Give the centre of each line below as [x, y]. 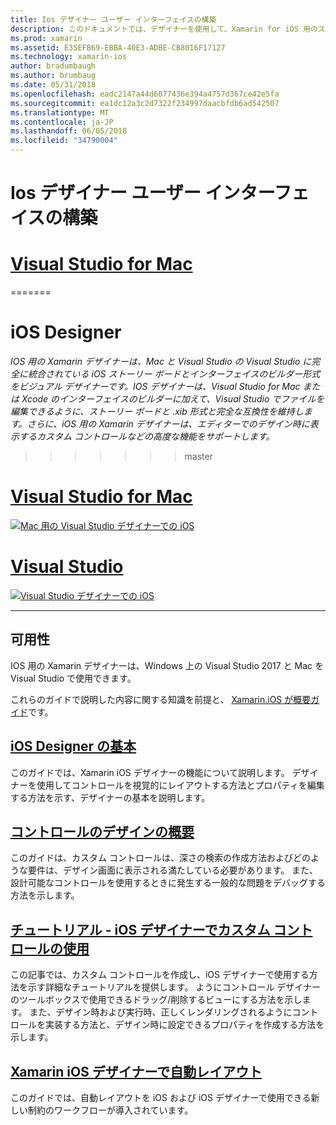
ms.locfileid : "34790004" [64, 141]
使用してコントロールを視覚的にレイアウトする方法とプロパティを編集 [180, 785]
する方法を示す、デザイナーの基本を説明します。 [110, 797]
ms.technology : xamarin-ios [69, 57]
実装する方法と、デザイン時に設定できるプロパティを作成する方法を [184, 1025]
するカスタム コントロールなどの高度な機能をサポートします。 [146, 437]
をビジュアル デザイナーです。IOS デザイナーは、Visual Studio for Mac [155, 387]
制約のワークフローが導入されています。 [110, 1110]
